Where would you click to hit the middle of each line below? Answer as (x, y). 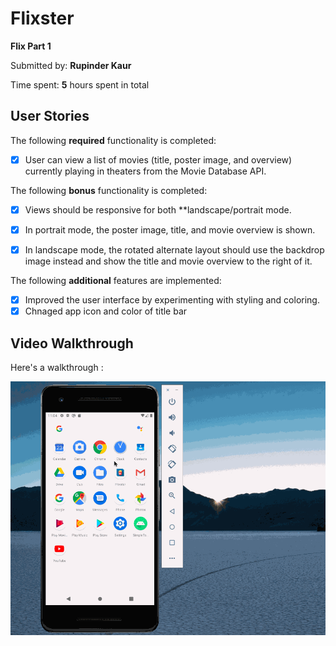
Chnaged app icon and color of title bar (106, 311)
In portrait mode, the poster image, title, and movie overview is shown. (170, 229)
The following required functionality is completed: (113, 140)
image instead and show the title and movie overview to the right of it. (168, 261)
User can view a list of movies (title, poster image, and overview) (158, 159)
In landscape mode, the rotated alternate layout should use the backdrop (174, 249)
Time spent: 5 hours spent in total (80, 84)
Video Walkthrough (72, 343)
